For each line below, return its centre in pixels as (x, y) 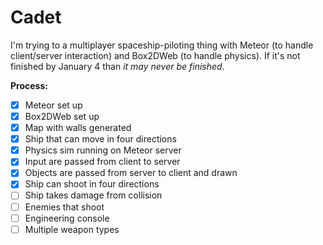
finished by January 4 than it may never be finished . (117, 66)
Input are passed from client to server (102, 162)
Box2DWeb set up (62, 116)
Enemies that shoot (64, 207)
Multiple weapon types (72, 229)
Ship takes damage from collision (93, 195)
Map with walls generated (78, 128)
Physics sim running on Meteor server (103, 150)
